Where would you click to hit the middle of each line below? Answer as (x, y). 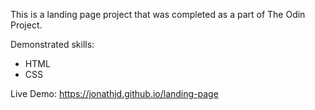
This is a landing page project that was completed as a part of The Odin (158, 14)
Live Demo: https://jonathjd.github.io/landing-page (114, 93)
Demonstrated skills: (52, 44)
